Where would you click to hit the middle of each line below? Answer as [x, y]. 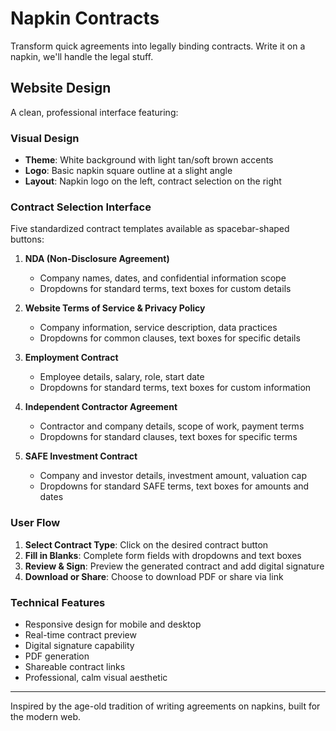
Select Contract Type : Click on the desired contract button [146, 544]
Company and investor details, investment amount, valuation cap [173, 476]
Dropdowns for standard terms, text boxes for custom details [165, 289]
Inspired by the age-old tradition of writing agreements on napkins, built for [165, 706]
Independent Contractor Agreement [101, 407]
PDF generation [57, 656]
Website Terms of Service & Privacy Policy [115, 308]
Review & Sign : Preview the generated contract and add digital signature [174, 566]
